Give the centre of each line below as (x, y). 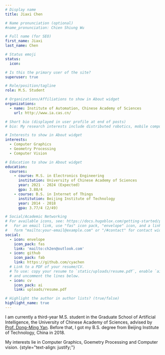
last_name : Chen (22, 46)
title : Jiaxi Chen (24, 14)
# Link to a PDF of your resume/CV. (47, 267)
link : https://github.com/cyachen (49, 262)
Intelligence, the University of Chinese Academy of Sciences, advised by (79, 322)
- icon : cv (21, 280)
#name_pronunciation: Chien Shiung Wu (45, 27)
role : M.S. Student (25, 90)
